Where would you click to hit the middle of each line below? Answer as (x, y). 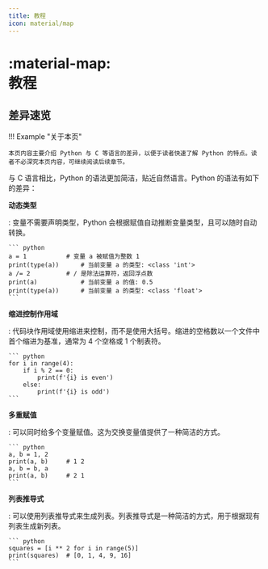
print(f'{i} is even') (75, 377)
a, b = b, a (28, 468)
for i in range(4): (41, 363)
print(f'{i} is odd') (74, 392)
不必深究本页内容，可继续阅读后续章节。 (71, 162)
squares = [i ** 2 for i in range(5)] (73, 548)
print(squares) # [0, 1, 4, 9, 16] (70, 555)
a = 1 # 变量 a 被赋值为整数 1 (74, 256)
